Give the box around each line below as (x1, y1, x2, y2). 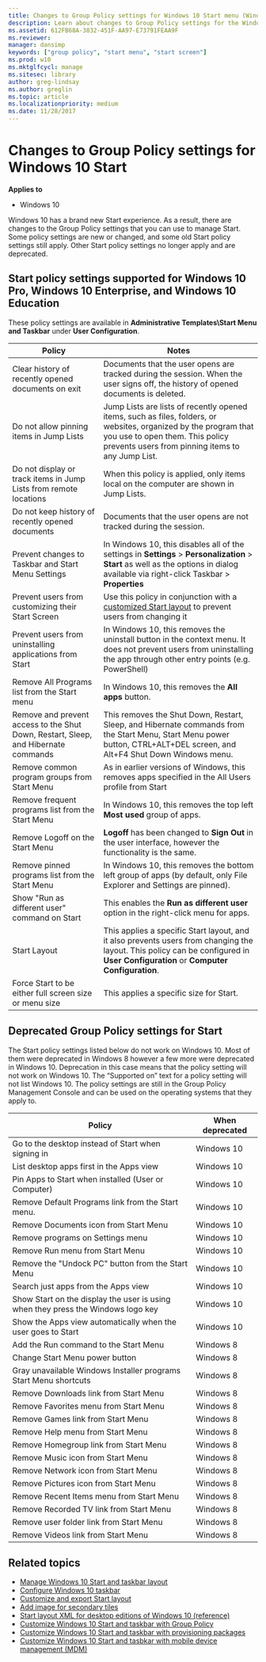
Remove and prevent (12, 709, 89, 720)
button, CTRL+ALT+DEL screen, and (103, 739, 237, 750)
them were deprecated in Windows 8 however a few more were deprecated (8, 1053, 255, 1063)
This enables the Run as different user (103, 897, 249, 908)
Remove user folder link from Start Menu (12, 1516, 163, 1527)
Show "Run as (12, 892, 65, 904)
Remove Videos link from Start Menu (12, 1529, 149, 1540)
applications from (12, 648, 78, 659)
